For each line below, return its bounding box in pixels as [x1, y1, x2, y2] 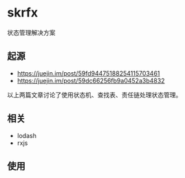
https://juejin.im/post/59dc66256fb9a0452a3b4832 [17, 76, 165, 85]
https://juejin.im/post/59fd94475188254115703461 [17, 69, 160, 77]
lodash [17, 131, 36, 140]
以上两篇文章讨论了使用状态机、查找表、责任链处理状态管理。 [7, 91, 182, 99]
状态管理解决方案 [7, 28, 56, 36]
